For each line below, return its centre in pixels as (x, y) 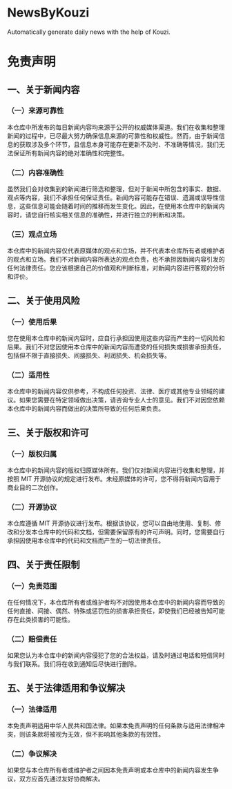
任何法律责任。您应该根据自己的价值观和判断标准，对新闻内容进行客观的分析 (116, 268)
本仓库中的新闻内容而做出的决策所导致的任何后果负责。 (86, 409)
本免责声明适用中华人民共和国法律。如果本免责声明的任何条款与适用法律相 (113, 725)
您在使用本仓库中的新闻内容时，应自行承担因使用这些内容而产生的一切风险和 (116, 338)
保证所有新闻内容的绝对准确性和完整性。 (70, 153)
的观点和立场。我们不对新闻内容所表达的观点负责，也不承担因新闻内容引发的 (116, 260)
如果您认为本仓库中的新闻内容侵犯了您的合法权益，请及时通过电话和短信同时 (116, 655)
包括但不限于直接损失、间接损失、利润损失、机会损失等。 (89, 355)
